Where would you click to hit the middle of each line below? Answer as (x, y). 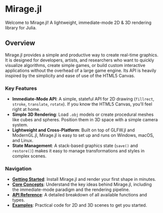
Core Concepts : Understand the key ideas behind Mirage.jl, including (82, 185)
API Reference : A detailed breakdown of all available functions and (80, 195)
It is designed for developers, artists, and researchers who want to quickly (80, 60)
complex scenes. (29, 156)
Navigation (18, 169)
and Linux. (22, 141)
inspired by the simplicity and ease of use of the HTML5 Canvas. (70, 75)
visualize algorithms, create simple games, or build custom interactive (75, 65)
